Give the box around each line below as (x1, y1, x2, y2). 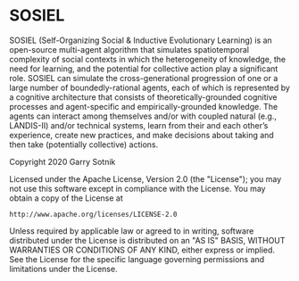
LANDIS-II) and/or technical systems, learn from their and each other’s (9, 120, 269, 130)
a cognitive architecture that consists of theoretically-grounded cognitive (9, 91, 278, 103)
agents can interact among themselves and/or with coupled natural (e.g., (9, 111, 278, 121)
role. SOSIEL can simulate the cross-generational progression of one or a (9, 72, 278, 83)
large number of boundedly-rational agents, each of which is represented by (9, 82, 290, 93)
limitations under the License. (9, 263, 118, 274)
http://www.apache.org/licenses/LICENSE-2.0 (9, 210, 178, 219)
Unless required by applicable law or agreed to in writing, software (9, 225, 254, 236)
